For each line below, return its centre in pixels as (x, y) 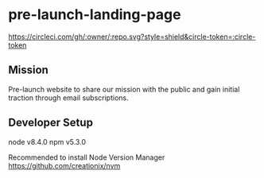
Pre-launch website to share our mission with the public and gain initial (124, 89)
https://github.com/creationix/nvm (64, 165)
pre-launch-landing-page (95, 15)
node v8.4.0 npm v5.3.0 (47, 141)
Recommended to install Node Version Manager (87, 157)
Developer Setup (51, 123)
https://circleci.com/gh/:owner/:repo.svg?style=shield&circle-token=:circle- (132, 37)
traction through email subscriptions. (68, 98)
